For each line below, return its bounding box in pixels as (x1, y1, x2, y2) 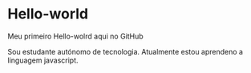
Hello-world (7, 5, 89, 23)
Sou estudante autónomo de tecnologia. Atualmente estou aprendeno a (7, 47, 244, 56)
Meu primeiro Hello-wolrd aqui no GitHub (7, 31, 144, 41)
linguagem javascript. (7, 55, 79, 65)
